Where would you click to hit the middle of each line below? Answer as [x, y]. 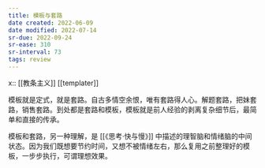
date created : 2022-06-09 [50, 23]
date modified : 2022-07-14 [52, 30]
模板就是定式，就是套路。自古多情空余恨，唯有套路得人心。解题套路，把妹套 [132, 99]
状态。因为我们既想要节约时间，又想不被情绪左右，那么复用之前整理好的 [125, 146]
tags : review [30, 60]
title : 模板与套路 [35, 15]
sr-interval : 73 [35, 52]
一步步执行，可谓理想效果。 [67, 155]
